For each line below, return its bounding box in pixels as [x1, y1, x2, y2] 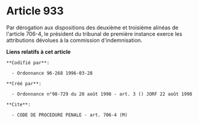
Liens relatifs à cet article [6, 48, 71, 55]
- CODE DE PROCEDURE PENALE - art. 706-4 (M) [11, 112, 128, 118]
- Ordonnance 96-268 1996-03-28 [11, 70, 93, 76]
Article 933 [6, 4, 64, 18]
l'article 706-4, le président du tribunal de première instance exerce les [6, 30, 182, 37]
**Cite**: [6, 102, 31, 107]
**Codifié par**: [6, 60, 50, 66]
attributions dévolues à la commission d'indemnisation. [6, 36, 143, 44]
